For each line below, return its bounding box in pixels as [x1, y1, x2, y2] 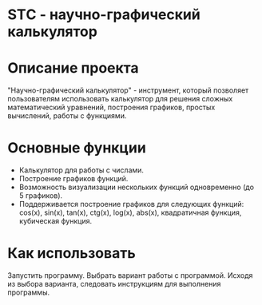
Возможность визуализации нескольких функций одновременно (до [18, 182, 255, 192]
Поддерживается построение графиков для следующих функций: [18, 200, 244, 209]
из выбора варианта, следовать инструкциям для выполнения [7, 279, 221, 288]
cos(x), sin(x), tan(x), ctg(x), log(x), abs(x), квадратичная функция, [18, 208, 242, 217]
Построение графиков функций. [18, 174, 129, 184]
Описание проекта [7, 59, 139, 77]
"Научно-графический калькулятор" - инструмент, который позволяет [7, 85, 249, 95]
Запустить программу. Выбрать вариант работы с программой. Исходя [7, 271, 253, 280]
